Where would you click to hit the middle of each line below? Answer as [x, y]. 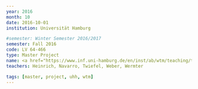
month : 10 [18, 17]
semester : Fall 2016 [32, 44]
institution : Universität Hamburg [49, 28]
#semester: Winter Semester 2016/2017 [54, 39]
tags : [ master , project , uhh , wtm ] [50, 77]
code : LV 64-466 [26, 50]
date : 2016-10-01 [27, 22]
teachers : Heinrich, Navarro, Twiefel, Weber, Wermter [75, 66]
